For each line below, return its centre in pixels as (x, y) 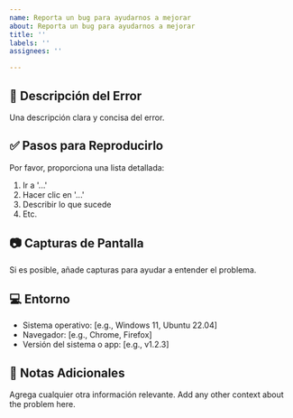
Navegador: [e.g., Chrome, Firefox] (87, 335)
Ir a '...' (35, 185)
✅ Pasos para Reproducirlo (87, 146)
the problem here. (42, 404)
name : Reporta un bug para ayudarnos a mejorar (101, 18)
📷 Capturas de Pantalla (77, 243)
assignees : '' (36, 51)
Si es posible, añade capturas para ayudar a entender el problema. (133, 269)
